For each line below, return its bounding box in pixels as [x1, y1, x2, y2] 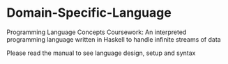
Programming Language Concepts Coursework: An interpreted [6, 28, 187, 36]
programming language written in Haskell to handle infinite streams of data [6, 35, 221, 43]
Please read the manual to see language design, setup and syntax [6, 49, 196, 57]
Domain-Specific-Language [6, 5, 172, 21]
